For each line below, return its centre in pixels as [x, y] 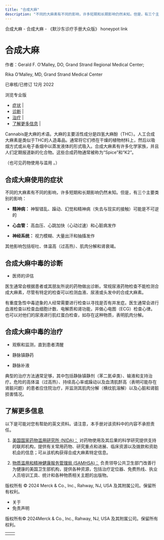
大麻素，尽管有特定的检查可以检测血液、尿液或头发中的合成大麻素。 [78, 292]
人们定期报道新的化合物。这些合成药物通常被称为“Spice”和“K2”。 [71, 153]
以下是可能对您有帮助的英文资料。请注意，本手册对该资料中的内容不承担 [78, 424]
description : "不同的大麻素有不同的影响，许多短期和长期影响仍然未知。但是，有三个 [80, 14]
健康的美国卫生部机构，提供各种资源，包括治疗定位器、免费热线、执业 [87, 469]
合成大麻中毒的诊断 [34, 263]
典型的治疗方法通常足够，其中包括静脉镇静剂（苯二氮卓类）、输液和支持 [77, 376]
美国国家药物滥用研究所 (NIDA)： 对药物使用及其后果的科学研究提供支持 [84, 440]
